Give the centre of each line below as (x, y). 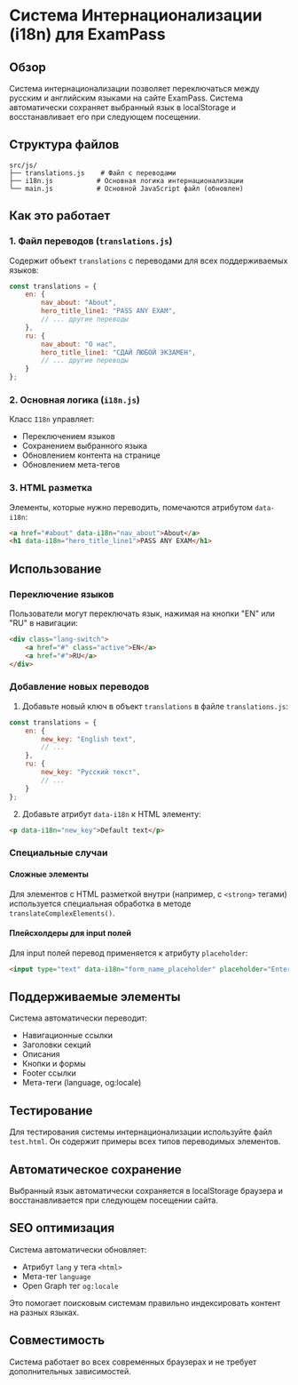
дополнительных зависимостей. (70, 1371)
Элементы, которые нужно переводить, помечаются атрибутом (131, 507)
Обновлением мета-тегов (71, 465)
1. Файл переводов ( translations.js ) (91, 241)
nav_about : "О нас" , (79, 344)
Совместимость (57, 1340)
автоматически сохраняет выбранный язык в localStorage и (123, 107)
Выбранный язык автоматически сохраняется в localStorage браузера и (146, 1191)
